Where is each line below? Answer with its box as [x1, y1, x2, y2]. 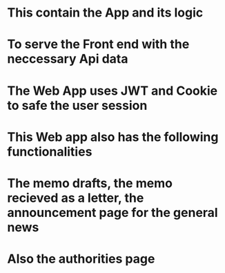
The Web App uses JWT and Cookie [7, 83, 218, 98]
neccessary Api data [7, 51, 129, 67]
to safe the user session [7, 97, 148, 113]
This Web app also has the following [7, 129, 219, 144]
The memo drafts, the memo [7, 175, 173, 191]
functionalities [7, 144, 92, 160]
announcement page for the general [7, 205, 219, 220]
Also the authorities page [7, 251, 155, 267]
